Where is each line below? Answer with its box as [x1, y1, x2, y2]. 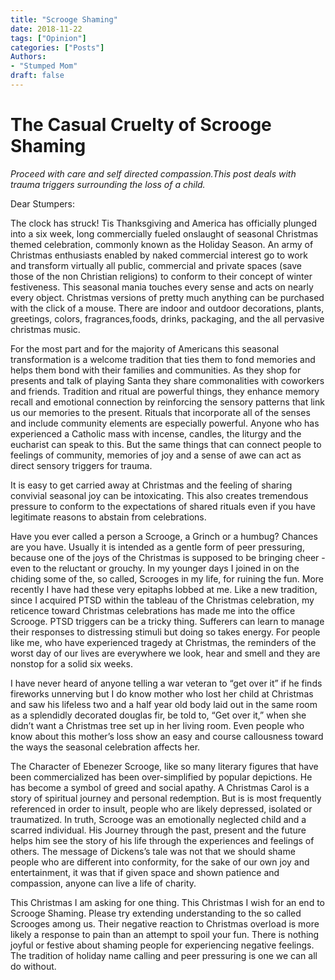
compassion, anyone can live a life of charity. [10, 877, 197, 889]
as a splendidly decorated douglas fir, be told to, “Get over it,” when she [10, 709, 307, 721]
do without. [10, 960, 57, 972]
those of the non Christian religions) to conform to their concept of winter [10, 270, 313, 282]
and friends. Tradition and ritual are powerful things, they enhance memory [10, 385, 320, 397]
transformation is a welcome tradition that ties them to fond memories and [10, 353, 316, 365]
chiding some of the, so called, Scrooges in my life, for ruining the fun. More [10, 572, 324, 585]
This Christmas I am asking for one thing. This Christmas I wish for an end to [10, 896, 325, 908]
